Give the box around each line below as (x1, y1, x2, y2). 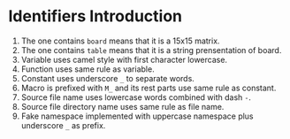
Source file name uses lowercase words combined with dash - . (20, 91, 251, 103)
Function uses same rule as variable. (20, 64, 156, 74)
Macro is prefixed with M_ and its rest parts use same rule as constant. (20, 82, 277, 93)
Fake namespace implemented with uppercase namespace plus (20, 111, 254, 121)
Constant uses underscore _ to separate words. (20, 73, 195, 83)
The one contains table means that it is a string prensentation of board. (20, 44, 282, 55)
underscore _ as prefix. (20, 120, 106, 130)
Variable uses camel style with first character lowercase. (20, 54, 227, 65)
